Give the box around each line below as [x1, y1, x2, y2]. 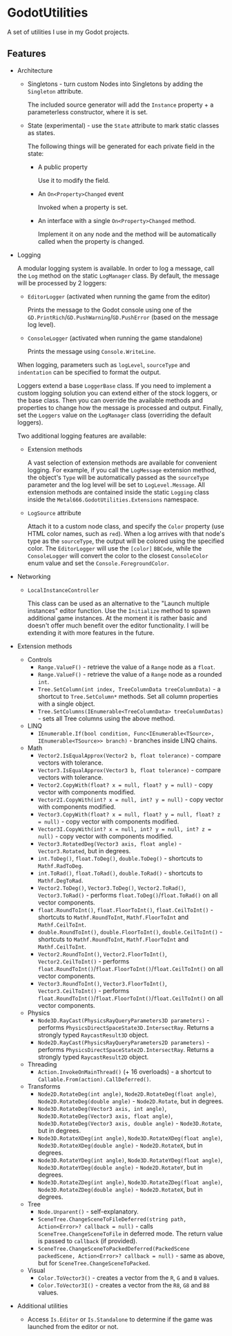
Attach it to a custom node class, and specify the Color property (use [27, 522, 224, 531]
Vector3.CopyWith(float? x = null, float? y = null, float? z [37, 811, 221, 818]
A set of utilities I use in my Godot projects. [7, 28, 130, 36]
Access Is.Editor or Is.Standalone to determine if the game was [27, 1315, 213, 1324]
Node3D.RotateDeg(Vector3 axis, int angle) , [37, 1104, 167, 1112]
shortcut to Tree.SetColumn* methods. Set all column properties [37, 692, 219, 700]
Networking [17, 572, 51, 580]
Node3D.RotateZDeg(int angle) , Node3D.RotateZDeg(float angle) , [37, 1177, 223, 1186]
